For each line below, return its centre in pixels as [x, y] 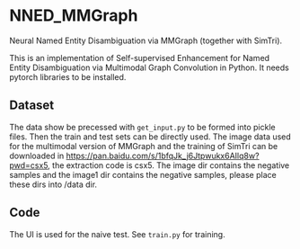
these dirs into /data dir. [53, 184]
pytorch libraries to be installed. [68, 76]
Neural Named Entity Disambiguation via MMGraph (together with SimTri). [146, 40]
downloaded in [37, 156]
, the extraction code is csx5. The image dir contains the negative [169, 165]
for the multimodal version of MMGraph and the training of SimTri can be [144, 146]
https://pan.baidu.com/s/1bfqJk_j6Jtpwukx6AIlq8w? [163, 156]
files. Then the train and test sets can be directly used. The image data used [150, 137]
